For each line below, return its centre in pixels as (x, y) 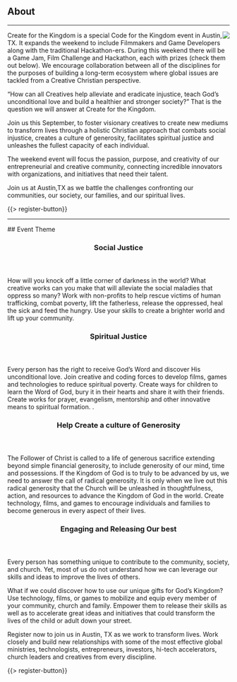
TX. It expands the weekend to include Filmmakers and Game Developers (114, 42)
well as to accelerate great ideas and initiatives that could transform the (111, 613)
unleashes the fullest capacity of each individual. (79, 145)
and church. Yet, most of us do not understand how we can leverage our (113, 569)
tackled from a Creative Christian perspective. (74, 80)
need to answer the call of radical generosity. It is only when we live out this (117, 481)
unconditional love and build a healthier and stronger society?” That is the (115, 101)
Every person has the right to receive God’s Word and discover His (104, 369)
